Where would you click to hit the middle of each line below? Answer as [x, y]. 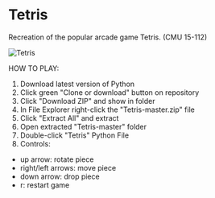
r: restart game [45, 185]
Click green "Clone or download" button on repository [110, 92]
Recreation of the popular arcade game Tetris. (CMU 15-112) [108, 37]
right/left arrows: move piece [68, 167]
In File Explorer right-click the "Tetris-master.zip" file [107, 109]
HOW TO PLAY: [34, 68]
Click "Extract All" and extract [69, 118]
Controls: [35, 143]
